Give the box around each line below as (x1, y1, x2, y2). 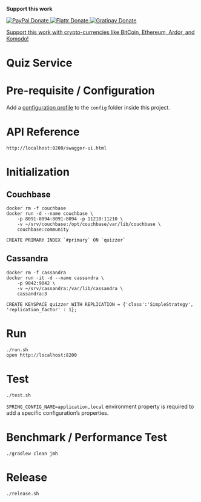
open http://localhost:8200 (6, 352, 77, 358)
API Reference (6, 125, 80, 139)
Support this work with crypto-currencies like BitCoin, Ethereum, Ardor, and (6, 28, 195, 36)
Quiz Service (6, 56, 73, 70)
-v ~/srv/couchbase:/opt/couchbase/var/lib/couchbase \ (17, 221, 162, 228)
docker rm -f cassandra (6, 269, 67, 276)
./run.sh (6, 346, 28, 353)
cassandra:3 (17, 291, 47, 297)
